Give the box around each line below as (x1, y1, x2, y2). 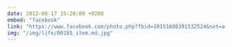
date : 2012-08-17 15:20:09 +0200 (7, 10, 104, 17)
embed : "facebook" (7, 17, 60, 23)
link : (7, 23, 23, 30)
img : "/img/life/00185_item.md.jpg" (7, 29, 113, 37)
